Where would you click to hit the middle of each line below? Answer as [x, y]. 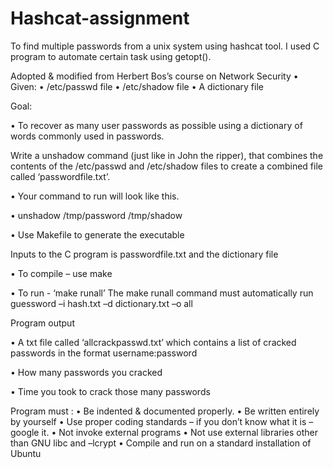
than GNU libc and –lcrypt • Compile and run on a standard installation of [161, 443]
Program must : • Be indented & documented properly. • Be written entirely [165, 411]
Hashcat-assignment [100, 18]
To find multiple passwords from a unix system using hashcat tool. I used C [165, 46]
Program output [42, 323]
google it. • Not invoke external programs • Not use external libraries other [164, 432]
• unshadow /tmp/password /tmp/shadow [96, 215]
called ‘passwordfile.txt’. [60, 176]
